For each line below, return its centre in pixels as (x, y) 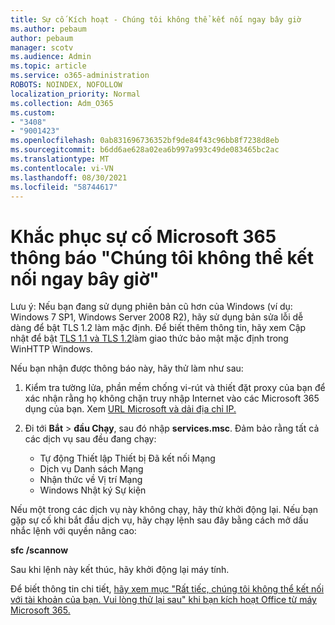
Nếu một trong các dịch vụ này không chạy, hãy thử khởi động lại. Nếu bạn (164, 510)
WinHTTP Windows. (51, 349)
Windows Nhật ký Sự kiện (93, 490)
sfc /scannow (39, 550)
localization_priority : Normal (75, 94)
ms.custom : (33, 112)
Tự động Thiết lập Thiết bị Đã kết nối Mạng (127, 458)
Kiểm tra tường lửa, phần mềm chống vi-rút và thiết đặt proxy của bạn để (175, 388)
